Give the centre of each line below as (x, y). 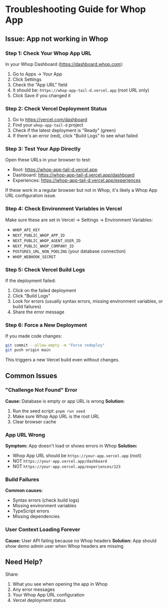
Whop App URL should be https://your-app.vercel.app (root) (77, 456)
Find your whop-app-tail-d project (48, 125)
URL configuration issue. (31, 195)
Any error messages (34, 589)
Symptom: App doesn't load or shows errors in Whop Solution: (71, 446)
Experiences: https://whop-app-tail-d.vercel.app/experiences (77, 180)
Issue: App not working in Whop (57, 39)
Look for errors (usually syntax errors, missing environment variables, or (88, 301)
